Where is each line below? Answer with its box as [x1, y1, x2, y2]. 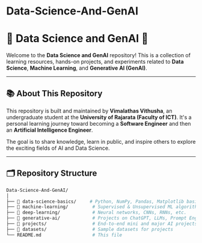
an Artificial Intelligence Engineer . [6, 126, 93, 134]
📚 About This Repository [6, 88, 103, 99]
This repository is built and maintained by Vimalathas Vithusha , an [6, 107, 173, 114]
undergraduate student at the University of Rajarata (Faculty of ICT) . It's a [6, 113, 192, 121]
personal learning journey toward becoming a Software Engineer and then [6, 120, 191, 127]
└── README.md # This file [6, 232, 122, 238]
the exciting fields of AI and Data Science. [6, 144, 110, 152]
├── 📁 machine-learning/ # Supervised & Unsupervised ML [6, 204, 173, 210]
